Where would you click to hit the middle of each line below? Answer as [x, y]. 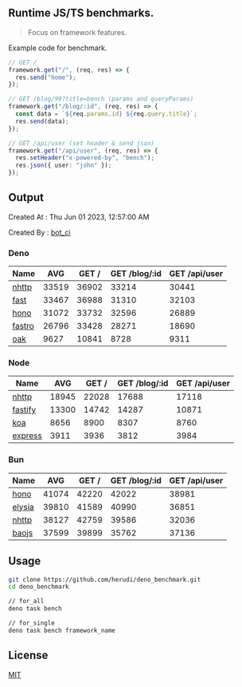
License [28, 655]
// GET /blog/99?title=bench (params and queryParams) [101, 99]
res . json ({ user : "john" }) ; [64, 166]
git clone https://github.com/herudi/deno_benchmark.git [105, 579]
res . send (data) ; [42, 121]
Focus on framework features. [77, 32]
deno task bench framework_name [62, 630]
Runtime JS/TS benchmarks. [81, 13]
